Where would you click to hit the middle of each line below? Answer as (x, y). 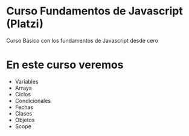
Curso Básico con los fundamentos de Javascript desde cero (82, 40)
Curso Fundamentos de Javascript (94, 11)
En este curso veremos (65, 65)
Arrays (23, 88)
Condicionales (33, 100)
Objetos (25, 120)
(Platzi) (25, 24)
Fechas (24, 107)
